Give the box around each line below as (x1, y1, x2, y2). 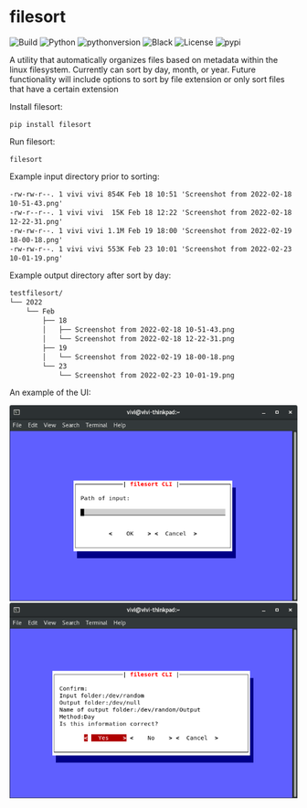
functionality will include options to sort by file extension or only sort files (9, 73, 285, 84)
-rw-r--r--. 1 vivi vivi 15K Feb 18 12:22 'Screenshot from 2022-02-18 (9, 207, 292, 217)
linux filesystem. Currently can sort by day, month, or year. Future (9, 64, 256, 75)
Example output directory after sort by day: (9, 270, 172, 281)
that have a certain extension (9, 83, 119, 94)
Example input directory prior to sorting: (9, 171, 160, 182)
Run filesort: (9, 135, 56, 147)
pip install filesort (9, 120, 92, 129)
